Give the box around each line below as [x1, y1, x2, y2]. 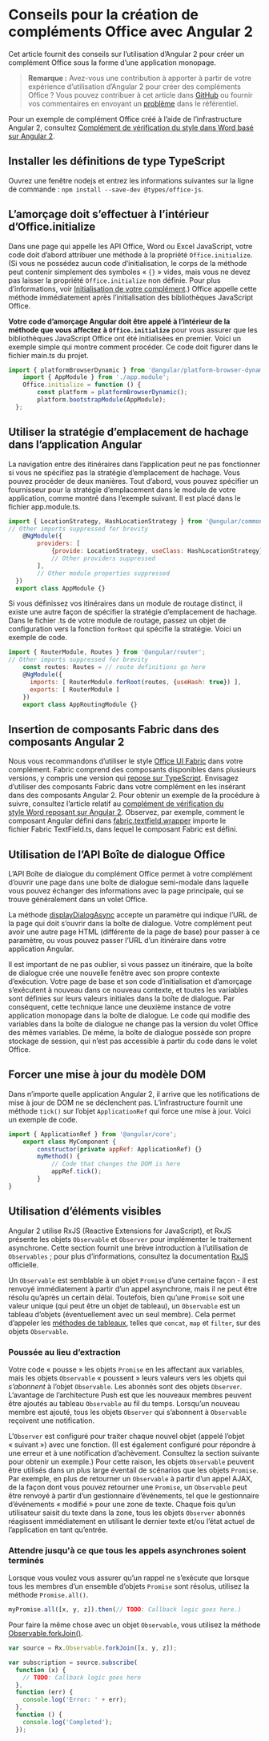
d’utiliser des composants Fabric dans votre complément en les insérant [8, 782, 246, 792]
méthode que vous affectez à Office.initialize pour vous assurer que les [8, 324, 258, 334]
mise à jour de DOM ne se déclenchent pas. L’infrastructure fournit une [8, 1098, 243, 1107]
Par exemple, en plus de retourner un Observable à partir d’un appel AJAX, [8, 1473, 254, 1483]
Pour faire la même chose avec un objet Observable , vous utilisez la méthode [8, 1620, 261, 1630]
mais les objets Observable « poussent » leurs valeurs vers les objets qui [8, 1372, 247, 1383]
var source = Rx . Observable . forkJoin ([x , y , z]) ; [8, 1644, 178, 1652]
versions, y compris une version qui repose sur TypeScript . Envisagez [8, 773, 239, 783]
